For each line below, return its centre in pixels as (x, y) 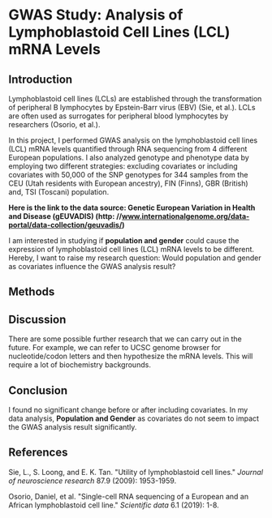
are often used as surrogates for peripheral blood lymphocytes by (119, 116)
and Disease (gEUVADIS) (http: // (65, 216)
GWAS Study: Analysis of (96, 15)
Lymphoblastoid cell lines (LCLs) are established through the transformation (135, 98)
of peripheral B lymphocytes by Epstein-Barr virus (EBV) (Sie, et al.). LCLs (132, 107)
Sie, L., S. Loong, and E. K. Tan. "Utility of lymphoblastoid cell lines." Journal (136, 472)
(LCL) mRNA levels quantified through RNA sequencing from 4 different (128, 149)
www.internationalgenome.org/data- (186, 216)
